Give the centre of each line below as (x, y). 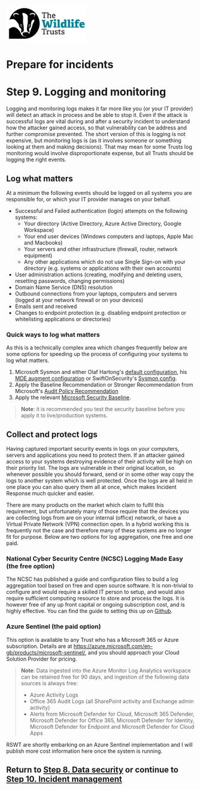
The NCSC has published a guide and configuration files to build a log (92, 579)
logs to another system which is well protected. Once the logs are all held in (99, 481)
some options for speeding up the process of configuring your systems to (97, 354)
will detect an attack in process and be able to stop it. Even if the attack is (97, 115)
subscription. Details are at (39, 646)
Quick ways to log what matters (53, 334)
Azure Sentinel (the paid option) (54, 626)
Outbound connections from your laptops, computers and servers (96, 293)
